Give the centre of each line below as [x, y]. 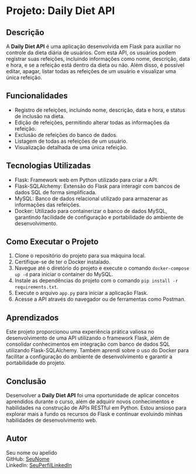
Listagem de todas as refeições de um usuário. [71, 141]
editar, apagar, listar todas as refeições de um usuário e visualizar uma [91, 71]
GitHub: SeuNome [28, 459]
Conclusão [26, 381]
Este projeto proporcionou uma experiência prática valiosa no [80, 332]
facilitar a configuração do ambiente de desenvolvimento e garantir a [89, 357]
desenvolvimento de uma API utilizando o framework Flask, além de [88, 338]
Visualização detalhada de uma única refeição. [71, 147]
